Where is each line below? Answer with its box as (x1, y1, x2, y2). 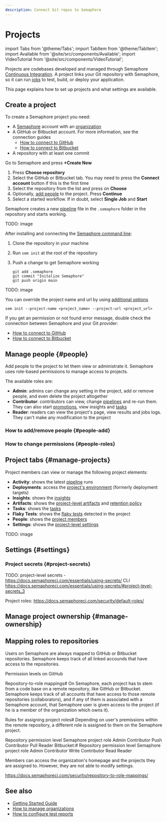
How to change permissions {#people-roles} (5, 441, 116, 448)
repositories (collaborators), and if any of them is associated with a (5, 696, 143, 702)
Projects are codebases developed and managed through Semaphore (5, 66, 148, 72)
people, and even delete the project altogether (12, 393, 108, 399)
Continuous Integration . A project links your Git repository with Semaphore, (5, 71, 160, 77)
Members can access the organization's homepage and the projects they (5, 757, 156, 763)
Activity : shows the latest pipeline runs (12, 479, 93, 485)
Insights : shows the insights (12, 495, 71, 501)
